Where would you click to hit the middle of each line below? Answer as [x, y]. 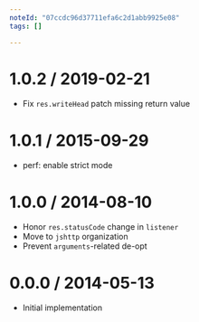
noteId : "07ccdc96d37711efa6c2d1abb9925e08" [95, 18]
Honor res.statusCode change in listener [100, 227]
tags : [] [26, 26]
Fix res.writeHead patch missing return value [106, 104]
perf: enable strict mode [67, 166]
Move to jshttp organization [75, 237]
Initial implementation [62, 308]
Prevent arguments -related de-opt [85, 246]
